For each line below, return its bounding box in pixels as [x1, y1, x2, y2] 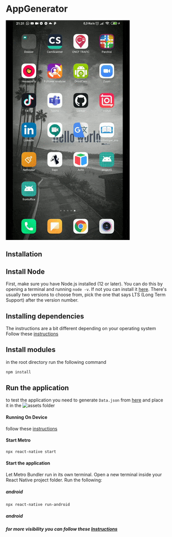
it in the [6, 402, 22, 409]
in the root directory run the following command [6, 359, 107, 365]
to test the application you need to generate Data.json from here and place [6, 397, 163, 403]
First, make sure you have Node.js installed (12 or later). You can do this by [6, 281, 163, 287]
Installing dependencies [6, 312, 84, 320]
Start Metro [6, 437, 31, 443]
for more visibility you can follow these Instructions [6, 526, 118, 532]
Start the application [6, 460, 51, 466]
